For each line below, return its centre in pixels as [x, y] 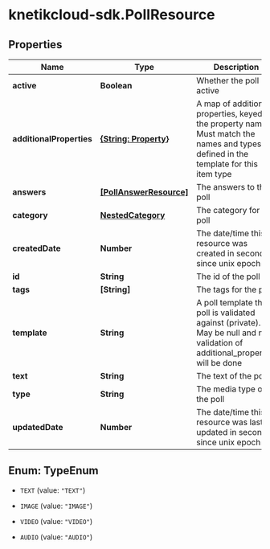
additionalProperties [52, 139]
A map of [214, 104]
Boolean [116, 86]
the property [220, 124]
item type [214, 174]
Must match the [226, 134]
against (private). [229, 323]
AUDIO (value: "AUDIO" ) [56, 537]
